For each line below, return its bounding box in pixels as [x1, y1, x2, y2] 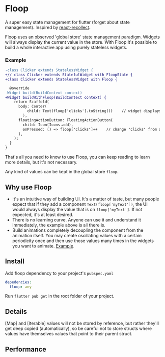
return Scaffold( [14, 99, 50, 105]
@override [9, 85, 29, 91]
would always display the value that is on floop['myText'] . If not [12, 206, 142, 212]
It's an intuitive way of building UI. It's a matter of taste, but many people [12, 196, 160, 202]
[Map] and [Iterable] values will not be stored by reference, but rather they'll [5, 320, 159, 327]
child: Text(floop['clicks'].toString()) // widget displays [27, 109, 162, 113]
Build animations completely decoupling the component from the [12, 227, 143, 233]
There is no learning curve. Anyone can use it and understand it [12, 217, 141, 222]
